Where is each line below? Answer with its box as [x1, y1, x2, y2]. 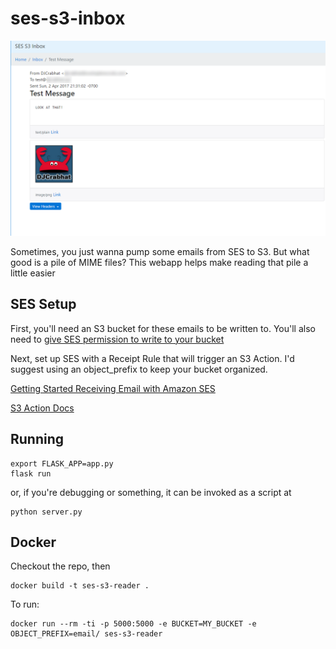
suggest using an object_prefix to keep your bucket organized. [10, 363, 268, 375]
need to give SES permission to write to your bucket [10, 333, 225, 345]
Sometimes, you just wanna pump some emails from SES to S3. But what [10, 245, 310, 257]
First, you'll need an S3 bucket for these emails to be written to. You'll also [10, 322, 316, 334]
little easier [10, 267, 56, 279]
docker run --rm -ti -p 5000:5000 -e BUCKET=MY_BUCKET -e [10, 619, 257, 629]
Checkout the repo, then [10, 560, 111, 572]
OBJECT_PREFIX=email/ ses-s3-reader [10, 629, 163, 639]
